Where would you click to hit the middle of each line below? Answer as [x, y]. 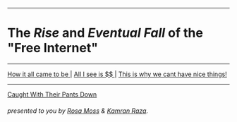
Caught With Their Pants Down [52, 94]
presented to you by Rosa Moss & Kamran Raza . [78, 111]
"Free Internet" [53, 48]
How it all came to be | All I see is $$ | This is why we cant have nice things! [117, 74]
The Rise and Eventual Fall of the [105, 33]
